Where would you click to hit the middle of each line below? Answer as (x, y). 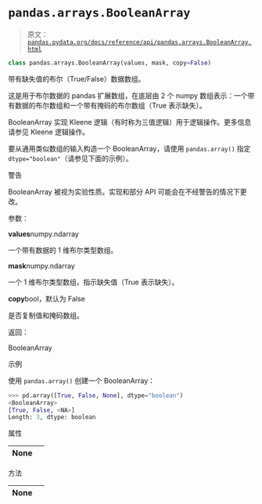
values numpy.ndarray (44, 234)
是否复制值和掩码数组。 (46, 315)
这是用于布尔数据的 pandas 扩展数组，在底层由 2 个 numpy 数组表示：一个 (128, 95)
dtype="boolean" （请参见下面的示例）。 (70, 158)
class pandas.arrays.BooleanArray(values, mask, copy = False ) (110, 63)
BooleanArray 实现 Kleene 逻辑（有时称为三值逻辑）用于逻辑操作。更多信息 (130, 122)
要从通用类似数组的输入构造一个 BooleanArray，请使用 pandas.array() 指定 (129, 148)
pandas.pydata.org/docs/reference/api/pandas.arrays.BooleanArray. (139, 42)
